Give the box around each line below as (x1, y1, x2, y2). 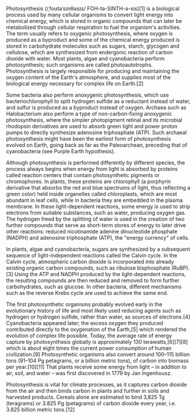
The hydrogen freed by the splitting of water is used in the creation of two (6, 215, 185, 223)
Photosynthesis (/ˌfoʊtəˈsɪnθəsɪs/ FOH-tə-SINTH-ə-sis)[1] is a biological (6, 5, 180, 12)
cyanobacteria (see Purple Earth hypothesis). (6, 148, 116, 155)
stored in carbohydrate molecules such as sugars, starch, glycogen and (6, 42, 180, 49)
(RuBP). (171, 264, 190, 271)
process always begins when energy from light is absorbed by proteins (6, 165, 178, 172)
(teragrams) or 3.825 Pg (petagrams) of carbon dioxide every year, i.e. (6, 400, 177, 407)
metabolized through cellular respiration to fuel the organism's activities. (6, 24, 181, 31)
